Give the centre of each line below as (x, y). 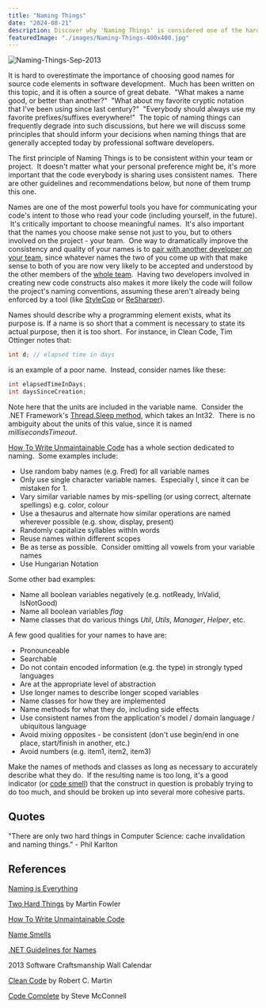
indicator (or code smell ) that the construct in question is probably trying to (131, 783)
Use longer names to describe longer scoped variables (109, 692)
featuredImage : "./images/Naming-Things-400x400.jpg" (99, 38)
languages (37, 675)
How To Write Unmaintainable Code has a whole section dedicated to (122, 447)
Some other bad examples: (52, 579)
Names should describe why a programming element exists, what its (120, 315)
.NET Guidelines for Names (52, 949)
